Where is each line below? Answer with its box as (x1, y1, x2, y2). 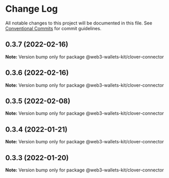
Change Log (5, 3, 58, 15)
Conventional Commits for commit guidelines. (5, 25, 101, 31)
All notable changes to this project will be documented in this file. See (5, 20, 153, 26)
